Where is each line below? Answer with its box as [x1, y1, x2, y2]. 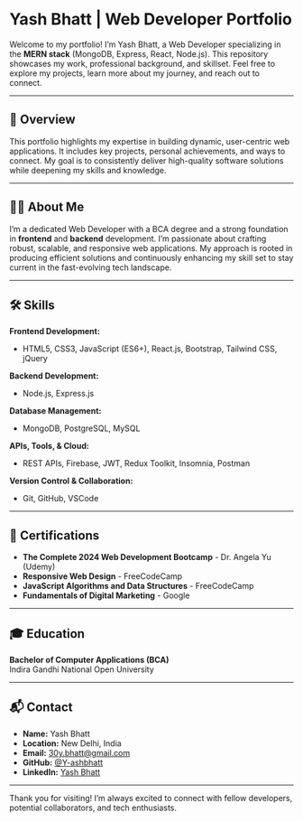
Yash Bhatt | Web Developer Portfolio [9, 9, 293, 30]
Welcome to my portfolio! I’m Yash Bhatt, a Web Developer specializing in [9, 39, 281, 50]
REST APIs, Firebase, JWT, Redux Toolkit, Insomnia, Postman [22, 458, 251, 469]
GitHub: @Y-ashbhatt [22, 757, 104, 768]
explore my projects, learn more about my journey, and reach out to [9, 68, 260, 79]
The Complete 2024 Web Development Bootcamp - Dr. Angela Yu [22, 552, 272, 563]
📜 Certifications [9, 528, 100, 543]
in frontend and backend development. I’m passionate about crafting [9, 233, 267, 244]
